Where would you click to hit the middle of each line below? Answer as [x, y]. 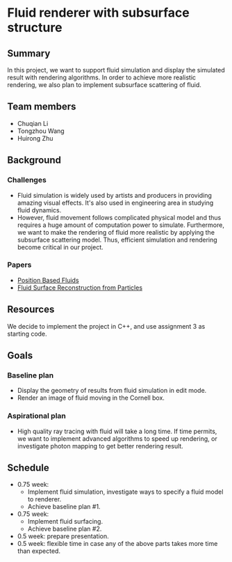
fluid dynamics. [39, 210]
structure [35, 28]
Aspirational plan [36, 416]
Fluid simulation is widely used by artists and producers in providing [114, 195]
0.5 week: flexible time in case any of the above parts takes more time [117, 544]
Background [34, 161]
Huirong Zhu [35, 138]
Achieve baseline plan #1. [64, 507]
